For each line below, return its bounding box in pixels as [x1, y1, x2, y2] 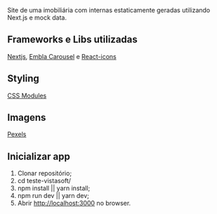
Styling [7, 73, 40, 85]
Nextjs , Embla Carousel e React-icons [7, 52, 117, 60]
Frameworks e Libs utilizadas [7, 34, 138, 46]
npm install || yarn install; [17, 184, 91, 192]
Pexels [7, 130, 27, 139]
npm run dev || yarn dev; [17, 192, 90, 200]
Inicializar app [7, 150, 70, 162]
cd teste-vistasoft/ [17, 177, 72, 185]
